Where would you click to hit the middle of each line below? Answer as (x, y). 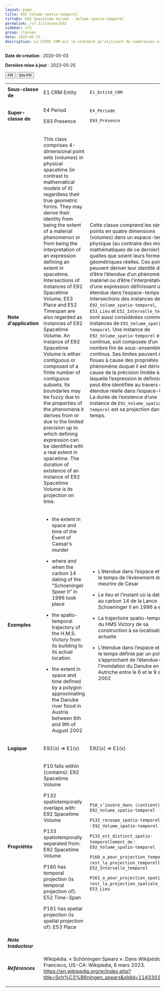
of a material (58, 231)
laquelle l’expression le (116, 378)
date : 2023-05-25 (23, 37)
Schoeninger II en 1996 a (127, 607)
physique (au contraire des (121, 243)
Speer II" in (65, 592)
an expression (60, 255)
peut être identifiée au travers (124, 385)
